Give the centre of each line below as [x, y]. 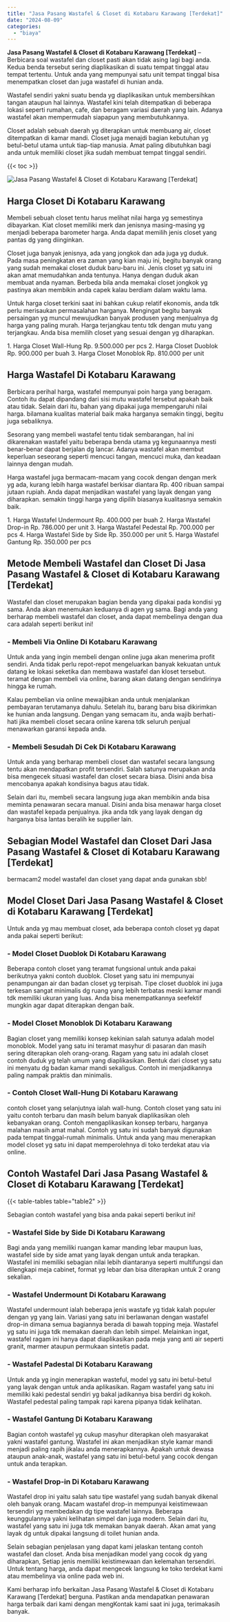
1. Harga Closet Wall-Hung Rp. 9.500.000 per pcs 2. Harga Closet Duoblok [113, 346]
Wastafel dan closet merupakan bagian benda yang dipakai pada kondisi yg [114, 602]
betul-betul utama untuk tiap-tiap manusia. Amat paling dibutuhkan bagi [109, 145]
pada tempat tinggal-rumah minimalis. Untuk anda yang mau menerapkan [112, 1137]
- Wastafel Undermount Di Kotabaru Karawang [87, 1295]
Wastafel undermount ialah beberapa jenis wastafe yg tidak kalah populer [111, 1310]
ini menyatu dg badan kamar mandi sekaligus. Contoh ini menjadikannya [109, 1067]
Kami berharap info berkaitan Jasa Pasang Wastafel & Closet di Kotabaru [111, 1590]
